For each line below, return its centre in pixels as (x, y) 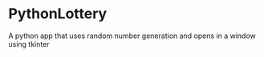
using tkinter (29, 44)
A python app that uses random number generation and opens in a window (132, 36)
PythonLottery (58, 14)
